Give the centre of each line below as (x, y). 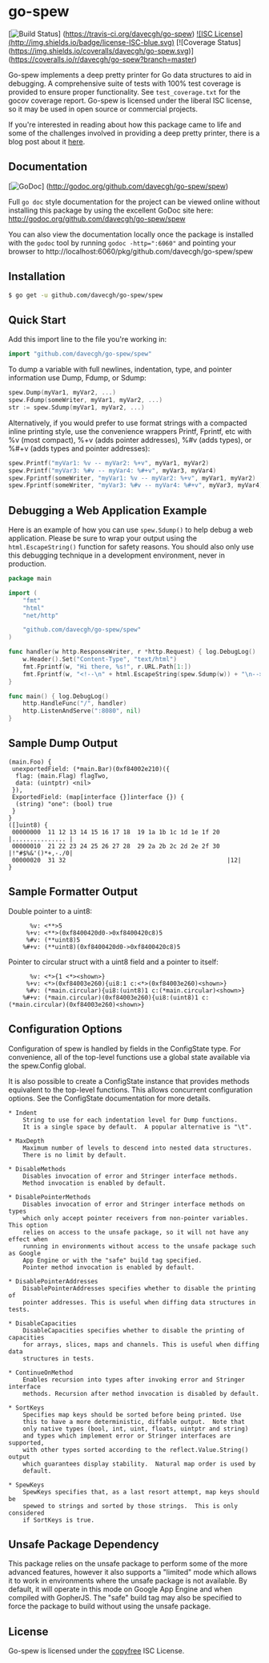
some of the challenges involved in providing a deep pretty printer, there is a (134, 133)
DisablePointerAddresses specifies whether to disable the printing (139, 1288)
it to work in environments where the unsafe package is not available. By (128, 1581)
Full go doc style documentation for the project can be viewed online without (134, 201)
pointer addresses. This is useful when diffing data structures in (139, 1302)
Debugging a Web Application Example (108, 511)
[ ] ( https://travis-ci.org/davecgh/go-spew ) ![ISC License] (126, 34)
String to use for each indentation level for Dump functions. (130, 1120)
